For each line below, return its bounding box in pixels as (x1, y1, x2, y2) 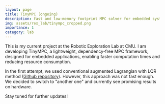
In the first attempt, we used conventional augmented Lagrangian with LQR (5, 68, 157, 74)
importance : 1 (5, 25, 34, 30)
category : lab (5, 30, 34, 35)
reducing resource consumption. (5, 59, 71, 64)
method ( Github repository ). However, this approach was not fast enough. (5, 74, 155, 79)
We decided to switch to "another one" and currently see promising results (5, 79, 157, 84)
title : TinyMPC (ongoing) (5, 12, 58, 17)
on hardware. (5, 84, 32, 89)
